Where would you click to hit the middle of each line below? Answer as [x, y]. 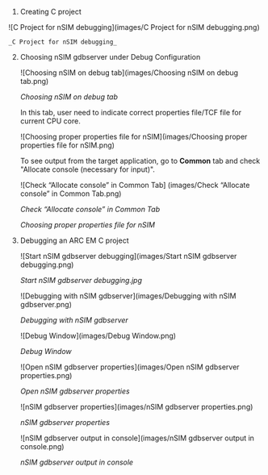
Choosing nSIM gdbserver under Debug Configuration [110, 57]
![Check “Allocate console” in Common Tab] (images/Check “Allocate [135, 185]
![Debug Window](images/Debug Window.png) [98, 335]
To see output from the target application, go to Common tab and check [140, 161]
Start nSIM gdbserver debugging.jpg [81, 280]
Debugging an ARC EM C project [74, 240]
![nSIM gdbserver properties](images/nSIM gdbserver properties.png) [136, 407]
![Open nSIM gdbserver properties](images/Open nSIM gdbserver [130, 367]
